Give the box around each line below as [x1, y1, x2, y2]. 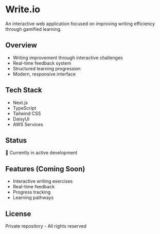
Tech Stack [5, 86, 42, 94]
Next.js [12, 99, 28, 106]
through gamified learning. [5, 26, 62, 32]
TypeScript [12, 105, 37, 111]
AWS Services [12, 121, 43, 127]
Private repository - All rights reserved [5, 223, 86, 229]
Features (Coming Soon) [5, 164, 85, 173]
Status [5, 136, 27, 145]
